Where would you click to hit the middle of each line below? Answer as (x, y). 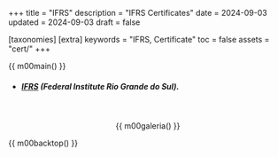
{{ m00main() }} (37, 66)
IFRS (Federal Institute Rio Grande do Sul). (100, 86)
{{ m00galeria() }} (148, 126)
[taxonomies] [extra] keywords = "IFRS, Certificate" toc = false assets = (139, 39)
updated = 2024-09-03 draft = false (74, 22)
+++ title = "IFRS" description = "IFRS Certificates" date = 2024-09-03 (138, 13)
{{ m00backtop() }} (43, 143)
